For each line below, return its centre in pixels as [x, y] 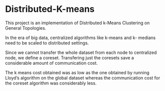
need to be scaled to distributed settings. [47, 43]
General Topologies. [26, 28]
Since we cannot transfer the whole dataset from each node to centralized [81, 52]
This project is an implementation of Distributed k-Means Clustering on [78, 23]
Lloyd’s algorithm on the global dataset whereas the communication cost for [82, 78]
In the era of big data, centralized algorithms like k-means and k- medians [81, 38]
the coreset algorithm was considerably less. [51, 83]
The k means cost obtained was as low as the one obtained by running [77, 72]
